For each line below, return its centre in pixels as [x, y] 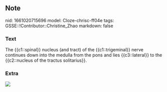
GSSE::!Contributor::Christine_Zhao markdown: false [59, 26]
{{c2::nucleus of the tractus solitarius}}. [46, 60]
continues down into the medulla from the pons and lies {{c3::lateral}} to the [84, 55]
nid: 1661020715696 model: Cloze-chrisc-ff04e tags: [60, 20]
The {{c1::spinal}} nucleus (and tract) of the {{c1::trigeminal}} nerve [74, 50]
